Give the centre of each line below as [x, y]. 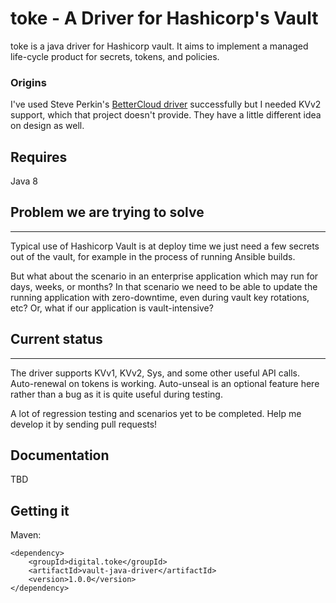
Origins [28, 82]
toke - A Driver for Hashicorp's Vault [164, 18]
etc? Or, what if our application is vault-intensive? [112, 308]
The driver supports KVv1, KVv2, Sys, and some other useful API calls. [155, 373]
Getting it [40, 510]
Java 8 [24, 181]
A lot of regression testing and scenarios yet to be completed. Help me [156, 413]
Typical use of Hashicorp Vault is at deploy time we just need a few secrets [165, 246]
